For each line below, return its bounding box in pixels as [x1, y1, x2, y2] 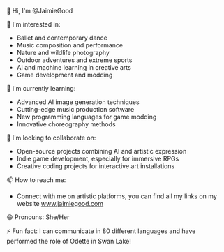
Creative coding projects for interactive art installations [16, 162, 175, 170]
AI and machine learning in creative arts [16, 64, 132, 71]
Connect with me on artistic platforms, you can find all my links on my [16, 192, 218, 200]
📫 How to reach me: [6, 176, 66, 184]
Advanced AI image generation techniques [16, 98, 140, 106]
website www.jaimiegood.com [16, 200, 104, 207]
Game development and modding [16, 71, 113, 79]
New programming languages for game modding [16, 112, 157, 121]
